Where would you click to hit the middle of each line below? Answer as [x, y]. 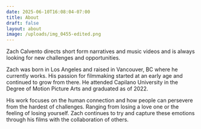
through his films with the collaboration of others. [67, 120]
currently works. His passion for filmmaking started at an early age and [94, 76]
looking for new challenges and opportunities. [63, 58]
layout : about [24, 29]
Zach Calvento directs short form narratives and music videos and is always [101, 51]
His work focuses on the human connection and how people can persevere [100, 101]
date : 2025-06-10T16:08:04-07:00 [48, 12]
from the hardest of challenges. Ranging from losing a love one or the [93, 107]
